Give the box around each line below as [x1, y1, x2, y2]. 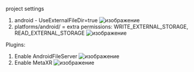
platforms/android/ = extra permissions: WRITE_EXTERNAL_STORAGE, [14, 23, 189, 30]
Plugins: [5, 41, 26, 48]
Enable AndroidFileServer [14, 53, 78, 59]
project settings [5, 5, 44, 12]
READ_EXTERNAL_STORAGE [14, 29, 85, 37]
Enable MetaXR [14, 59, 53, 66]
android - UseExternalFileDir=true [14, 17, 98, 23]
